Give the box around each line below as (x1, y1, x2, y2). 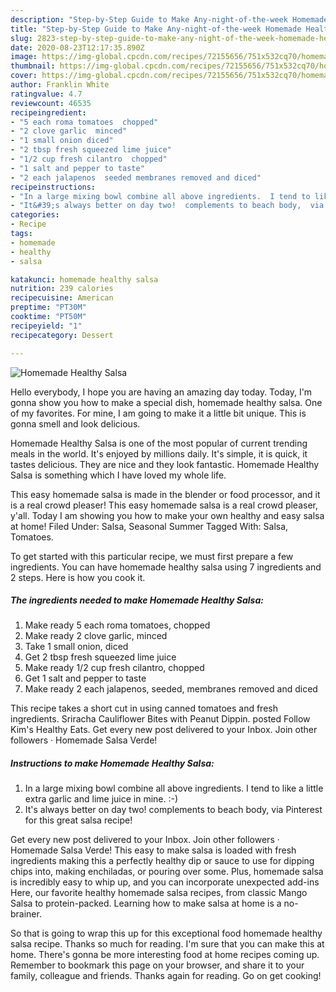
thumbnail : (10, 61, 56, 71)
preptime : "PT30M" (10, 302, 87, 313)
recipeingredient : (10, 107, 87, 118)
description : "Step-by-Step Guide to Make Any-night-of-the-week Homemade (10, 14, 329, 25)
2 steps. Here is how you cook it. (10, 571, 146, 583)
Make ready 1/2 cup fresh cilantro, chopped (24, 662, 205, 674)
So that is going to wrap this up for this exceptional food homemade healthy (10, 927, 323, 940)
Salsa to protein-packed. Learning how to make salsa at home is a (10, 897, 282, 910)
